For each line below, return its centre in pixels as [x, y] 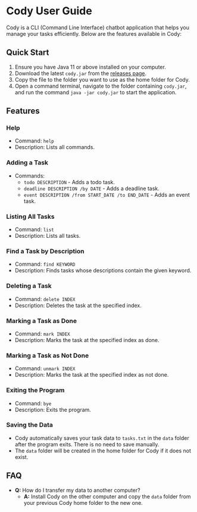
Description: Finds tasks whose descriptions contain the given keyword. [103, 271]
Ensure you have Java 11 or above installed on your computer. [90, 67]
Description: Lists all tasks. [48, 236]
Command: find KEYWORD [45, 264]
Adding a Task [27, 163]
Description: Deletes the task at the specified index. [78, 305]
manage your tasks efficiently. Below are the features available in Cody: [94, 33]
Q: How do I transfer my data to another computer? [78, 490]
